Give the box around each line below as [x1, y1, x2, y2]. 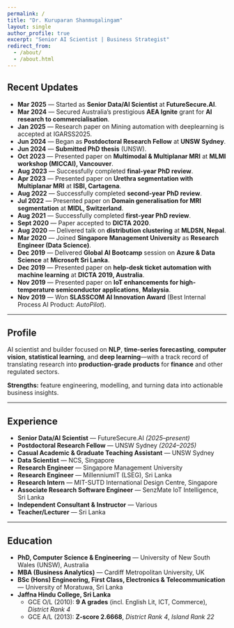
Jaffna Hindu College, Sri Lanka [17, 590, 111, 599]
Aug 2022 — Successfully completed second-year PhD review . [17, 189, 202, 197]
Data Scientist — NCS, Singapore [17, 456, 115, 465]
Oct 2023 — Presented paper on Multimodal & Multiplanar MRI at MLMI [17, 151, 226, 160]
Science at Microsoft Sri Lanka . [17, 255, 110, 264]
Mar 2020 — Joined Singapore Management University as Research [17, 233, 219, 241]
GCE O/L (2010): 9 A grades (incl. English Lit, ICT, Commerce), [27, 598, 208, 606]
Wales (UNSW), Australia [17, 561, 89, 569]
